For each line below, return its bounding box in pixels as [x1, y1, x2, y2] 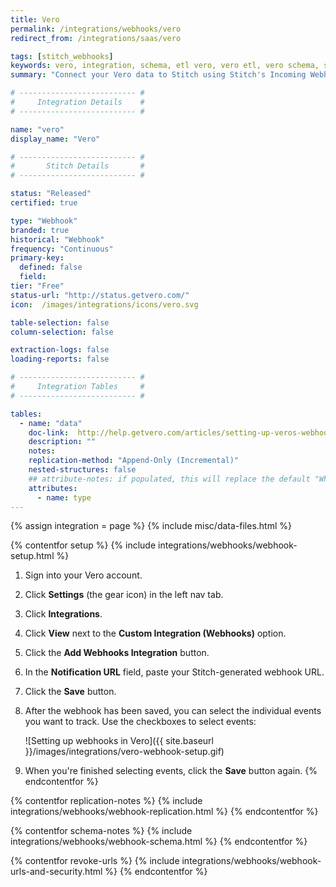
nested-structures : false [28, 465, 137, 475]
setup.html [10, 550, 55, 562]
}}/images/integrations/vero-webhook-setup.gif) [24, 746, 225, 758]
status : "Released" [10, 189, 92, 199]
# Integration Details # [10, 97, 145, 107]
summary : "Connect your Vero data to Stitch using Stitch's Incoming [10, 70, 307, 80]
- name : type [36, 492, 92, 503]
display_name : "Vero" [10, 134, 101, 144]
